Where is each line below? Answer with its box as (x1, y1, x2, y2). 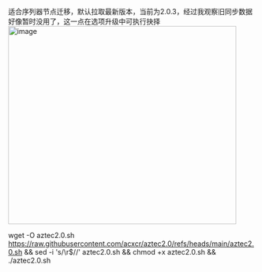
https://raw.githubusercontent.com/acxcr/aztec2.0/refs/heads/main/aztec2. (8, 239, 255, 248)
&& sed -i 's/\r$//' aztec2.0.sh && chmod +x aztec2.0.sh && (24, 248, 217, 256)
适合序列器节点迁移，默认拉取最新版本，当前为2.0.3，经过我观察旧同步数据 (8, 7, 253, 16)
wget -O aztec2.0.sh (8, 231, 75, 240)
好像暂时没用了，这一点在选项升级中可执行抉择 (8, 17, 160, 26)
